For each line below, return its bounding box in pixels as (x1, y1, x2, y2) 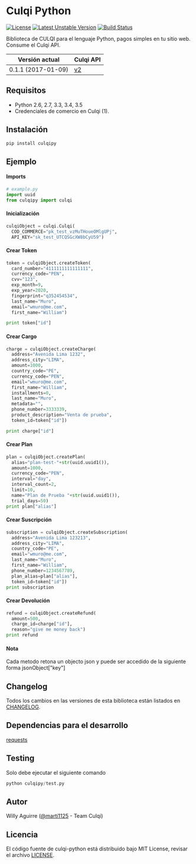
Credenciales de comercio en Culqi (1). (14, 108, 109, 115)
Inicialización (6, 210, 40, 217)
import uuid (6, 191, 35, 197)
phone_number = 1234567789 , (11, 567, 76, 574)
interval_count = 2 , (11, 482, 57, 488)
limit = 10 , (11, 487, 35, 493)
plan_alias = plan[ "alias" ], (11, 573, 78, 579)
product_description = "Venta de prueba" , (11, 412, 112, 418)
